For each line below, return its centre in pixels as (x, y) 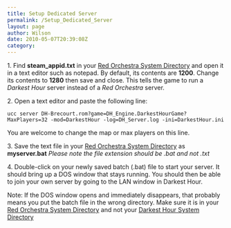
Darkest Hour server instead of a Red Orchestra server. (86, 88)
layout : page (26, 26)
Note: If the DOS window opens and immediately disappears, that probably (114, 195)
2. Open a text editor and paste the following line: (77, 101)
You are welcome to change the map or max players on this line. (99, 133)
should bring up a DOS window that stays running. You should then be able (114, 174)
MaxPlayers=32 (28, 120)
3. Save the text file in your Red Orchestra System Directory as (96, 146)
